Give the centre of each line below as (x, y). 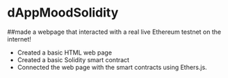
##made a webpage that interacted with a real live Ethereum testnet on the (114, 32)
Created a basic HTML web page (65, 52)
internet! (19, 39)
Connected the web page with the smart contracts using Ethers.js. (112, 67)
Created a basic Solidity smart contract (73, 59)
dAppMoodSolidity (63, 13)
